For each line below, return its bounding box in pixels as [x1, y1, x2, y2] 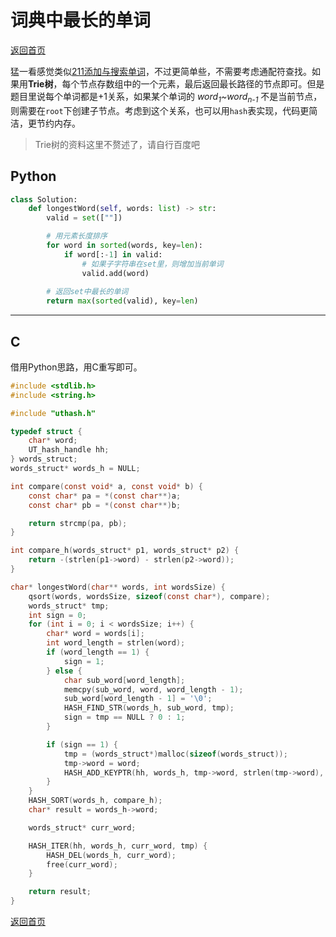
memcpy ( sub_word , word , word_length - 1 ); [63, 684, 244, 695]
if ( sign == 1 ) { [46, 739, 118, 750]
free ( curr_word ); [46, 859, 118, 870]
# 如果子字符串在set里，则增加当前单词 [81, 259, 224, 269]
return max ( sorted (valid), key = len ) [46, 296, 199, 306]
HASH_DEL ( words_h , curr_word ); [46, 850, 177, 860]
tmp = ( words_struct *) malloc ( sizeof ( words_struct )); [63, 749, 288, 759]
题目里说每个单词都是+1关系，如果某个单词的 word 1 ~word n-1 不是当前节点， [10, 90, 323, 105]
